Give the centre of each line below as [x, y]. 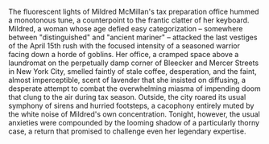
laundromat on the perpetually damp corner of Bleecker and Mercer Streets [134, 63]
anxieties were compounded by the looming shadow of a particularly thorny [134, 123]
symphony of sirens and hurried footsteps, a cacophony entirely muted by [131, 105]
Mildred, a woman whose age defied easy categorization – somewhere [126, 29]
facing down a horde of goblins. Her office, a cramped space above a [124, 54]
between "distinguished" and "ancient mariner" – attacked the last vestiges [133, 37]
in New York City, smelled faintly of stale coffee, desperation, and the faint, [132, 71]
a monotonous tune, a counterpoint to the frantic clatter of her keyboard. [129, 20]
